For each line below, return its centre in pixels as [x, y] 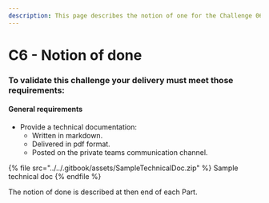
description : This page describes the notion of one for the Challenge [130, 16]
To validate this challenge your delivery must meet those [121, 80]
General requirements [46, 109]
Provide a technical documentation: [78, 127]
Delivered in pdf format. [71, 144]
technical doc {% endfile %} [55, 176]
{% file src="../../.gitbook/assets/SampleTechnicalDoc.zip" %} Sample [123, 168]
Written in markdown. [67, 135]
